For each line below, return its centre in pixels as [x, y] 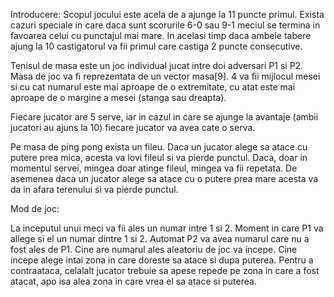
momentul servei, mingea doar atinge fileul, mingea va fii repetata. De [154, 168]
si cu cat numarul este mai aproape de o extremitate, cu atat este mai [153, 87]
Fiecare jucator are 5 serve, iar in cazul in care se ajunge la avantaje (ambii [164, 117]
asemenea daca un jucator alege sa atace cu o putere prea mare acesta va [164, 178]
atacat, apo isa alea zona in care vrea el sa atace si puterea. [133, 281]
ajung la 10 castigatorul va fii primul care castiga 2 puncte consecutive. [156, 46]
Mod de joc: [35, 208]
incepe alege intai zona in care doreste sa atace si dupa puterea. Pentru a [162, 260]
